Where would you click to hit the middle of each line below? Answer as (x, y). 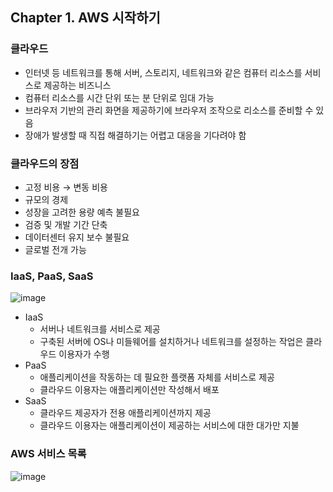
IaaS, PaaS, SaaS (52, 276)
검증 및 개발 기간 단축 (66, 224)
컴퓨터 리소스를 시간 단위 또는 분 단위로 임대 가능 (119, 97)
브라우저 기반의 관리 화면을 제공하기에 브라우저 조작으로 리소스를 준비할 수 (169, 110)
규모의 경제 (46, 199)
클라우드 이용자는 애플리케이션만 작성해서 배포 (129, 390)
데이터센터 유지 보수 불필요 (77, 237)
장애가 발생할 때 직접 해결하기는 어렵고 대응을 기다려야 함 (135, 135)
